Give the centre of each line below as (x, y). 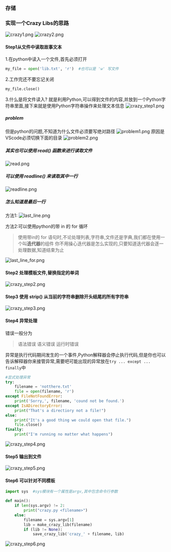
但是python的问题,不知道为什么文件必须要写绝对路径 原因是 (85, 131)
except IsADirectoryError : (34, 406)
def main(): (18, 501)
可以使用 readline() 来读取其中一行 (42, 176)
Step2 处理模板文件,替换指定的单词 (42, 273)
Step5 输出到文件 (23, 456)
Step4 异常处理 (21, 321)
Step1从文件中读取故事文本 (34, 47)
